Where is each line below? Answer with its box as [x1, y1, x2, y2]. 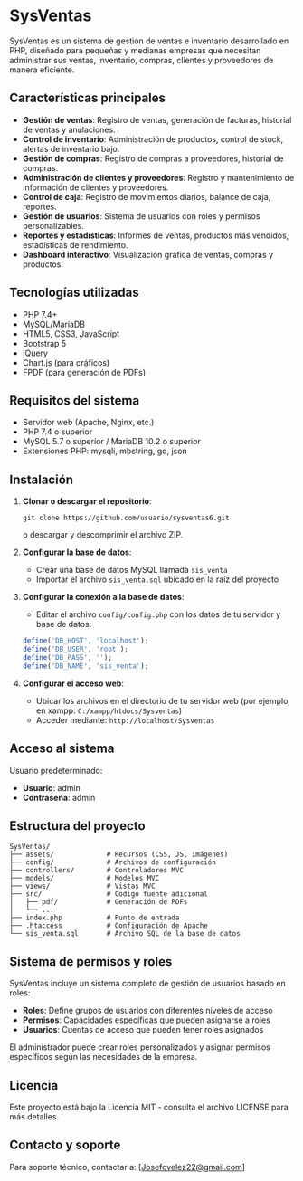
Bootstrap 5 [22, 338, 67, 348]
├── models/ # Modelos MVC [9, 874, 160, 883]
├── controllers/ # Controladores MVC [9, 866, 184, 875]
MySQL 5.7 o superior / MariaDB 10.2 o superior [22, 436, 201, 447]
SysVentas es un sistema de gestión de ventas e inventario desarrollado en [9, 35, 289, 46]
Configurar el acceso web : [22, 678, 125, 689]
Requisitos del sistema [9, 393, 140, 408]
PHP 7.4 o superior [22, 426, 93, 437]
